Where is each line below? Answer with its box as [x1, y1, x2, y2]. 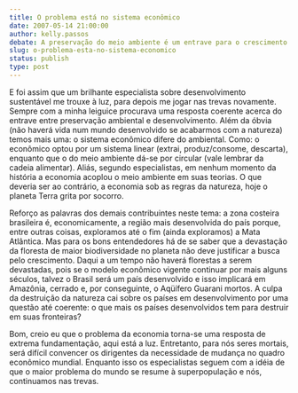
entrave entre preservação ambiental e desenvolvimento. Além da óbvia [9, 114, 272, 125]
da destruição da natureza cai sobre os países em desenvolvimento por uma [9, 292, 289, 303]
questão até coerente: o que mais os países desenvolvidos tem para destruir [9, 302, 289, 312]
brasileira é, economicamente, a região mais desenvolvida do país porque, [9, 216, 281, 227]
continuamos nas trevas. [9, 375, 99, 386]
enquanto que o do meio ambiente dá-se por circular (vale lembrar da [9, 153, 264, 163]
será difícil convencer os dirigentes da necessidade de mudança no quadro [9, 347, 286, 358]
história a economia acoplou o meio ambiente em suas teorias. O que [9, 171, 263, 182]
